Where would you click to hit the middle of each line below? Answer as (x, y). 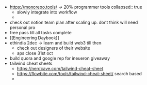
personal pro (22, 28)
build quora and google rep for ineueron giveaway (60, 58)
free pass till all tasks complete (41, 33)
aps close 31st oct (35, 53)
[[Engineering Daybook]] (34, 38)
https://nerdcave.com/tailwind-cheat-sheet (60, 69)
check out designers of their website (54, 48)
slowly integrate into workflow (47, 12)
